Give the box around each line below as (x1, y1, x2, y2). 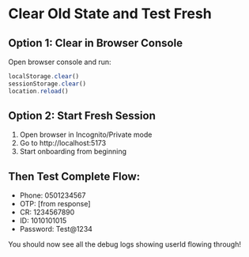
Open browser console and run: (8, 57, 112, 66)
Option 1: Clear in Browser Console (8, 36, 183, 50)
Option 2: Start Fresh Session (8, 109, 156, 123)
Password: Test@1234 (19, 225, 93, 234)
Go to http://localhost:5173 (19, 138, 107, 148)
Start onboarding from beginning (19, 147, 127, 157)
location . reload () (8, 87, 69, 95)
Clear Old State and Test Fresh (8, 5, 212, 23)
